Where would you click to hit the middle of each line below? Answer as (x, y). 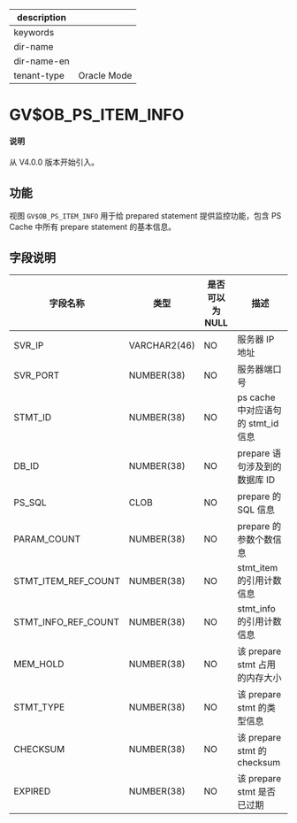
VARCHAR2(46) (162, 346)
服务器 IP (256, 340)
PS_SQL (30, 503)
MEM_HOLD (39, 665)
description (42, 17)
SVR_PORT (37, 375)
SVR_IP (29, 346)
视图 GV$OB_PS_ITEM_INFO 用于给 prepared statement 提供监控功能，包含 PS (145, 216)
